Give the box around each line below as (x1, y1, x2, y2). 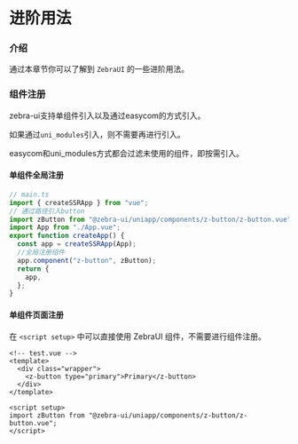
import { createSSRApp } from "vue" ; (9, 198, 149, 207)
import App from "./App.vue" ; (9, 223, 122, 232)
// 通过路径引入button (9, 206, 85, 216)
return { (17, 264, 50, 274)
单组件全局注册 (9, 170, 64, 180)
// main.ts (9, 190, 50, 199)
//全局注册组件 (17, 248, 65, 258)
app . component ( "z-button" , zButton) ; (17, 256, 157, 265)
